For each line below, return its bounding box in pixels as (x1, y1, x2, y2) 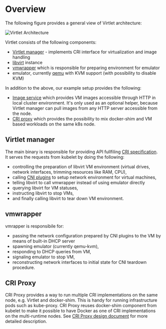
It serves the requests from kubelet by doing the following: (5, 154, 125, 160)
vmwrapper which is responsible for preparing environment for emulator (12, 65, 160, 71)
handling (12, 54, 31, 60)
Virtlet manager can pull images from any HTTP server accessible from (12, 105, 158, 111)
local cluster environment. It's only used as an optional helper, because (12, 100, 158, 106)
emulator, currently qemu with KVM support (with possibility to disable (12, 70, 157, 76)
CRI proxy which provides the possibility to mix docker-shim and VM (12, 115, 152, 121)
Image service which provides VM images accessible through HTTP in (12, 95, 156, 101)
